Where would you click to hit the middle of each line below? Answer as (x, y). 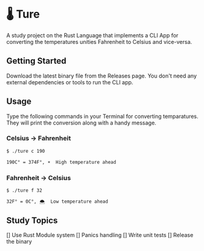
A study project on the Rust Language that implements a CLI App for (93, 35)
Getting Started (36, 61)
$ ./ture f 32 (25, 190)
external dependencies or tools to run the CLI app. (70, 82)
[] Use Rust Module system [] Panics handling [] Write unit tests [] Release (100, 235)
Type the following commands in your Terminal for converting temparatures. (103, 116)
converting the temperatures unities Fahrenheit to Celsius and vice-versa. (99, 42)
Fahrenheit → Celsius (39, 178)
